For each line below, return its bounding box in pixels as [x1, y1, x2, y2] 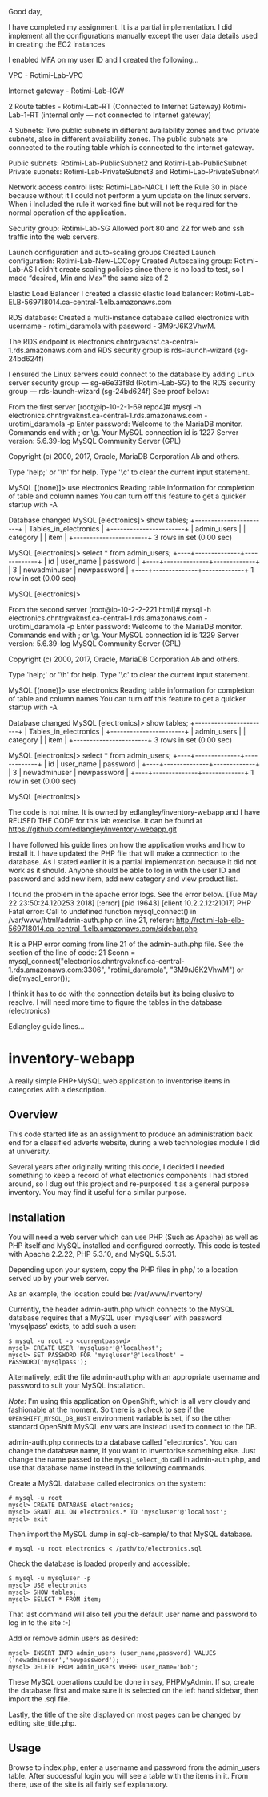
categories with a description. [8, 1084, 106, 1094]
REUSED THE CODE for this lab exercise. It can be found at [8, 816, 202, 825]
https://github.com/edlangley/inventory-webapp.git [8, 824, 178, 834]
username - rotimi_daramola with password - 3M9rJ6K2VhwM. [8, 321, 216, 331]
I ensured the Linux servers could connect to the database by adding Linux [8, 369, 256, 379]
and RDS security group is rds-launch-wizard [83, 345, 233, 355]
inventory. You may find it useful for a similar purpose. [8, 1187, 186, 1197]
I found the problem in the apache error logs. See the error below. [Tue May [8, 890, 258, 899]
